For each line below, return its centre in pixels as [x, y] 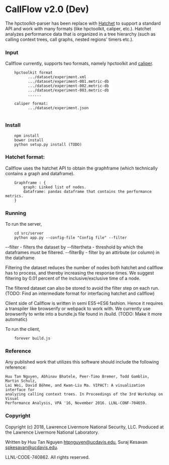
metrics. [14, 196]
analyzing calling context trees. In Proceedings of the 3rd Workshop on [84, 394]
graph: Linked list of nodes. [55, 187]
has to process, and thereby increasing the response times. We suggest [80, 273]
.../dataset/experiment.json [58, 108]
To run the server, [24, 224]
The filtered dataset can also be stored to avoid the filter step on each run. [82, 288]
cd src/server [29, 233]
